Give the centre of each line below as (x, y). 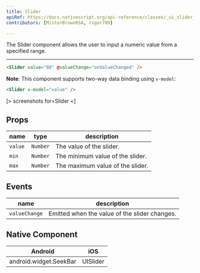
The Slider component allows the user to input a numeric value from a (92, 45)
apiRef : (16, 17)
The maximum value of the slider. (102, 166)
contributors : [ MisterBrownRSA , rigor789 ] (60, 23)
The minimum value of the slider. (101, 156)
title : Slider (24, 12)
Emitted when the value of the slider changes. (112, 213)
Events (19, 187)
